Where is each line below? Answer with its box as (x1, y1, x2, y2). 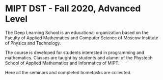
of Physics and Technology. (5, 40, 61, 46)
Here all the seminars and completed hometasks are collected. (5, 69, 132, 75)
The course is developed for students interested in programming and (5, 50, 144, 55)
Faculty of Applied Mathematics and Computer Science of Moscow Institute (5, 35, 159, 41)
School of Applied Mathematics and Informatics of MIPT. (5, 60, 120, 66)
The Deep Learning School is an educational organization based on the (5, 29, 149, 35)
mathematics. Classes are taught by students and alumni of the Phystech (5, 54, 153, 60)
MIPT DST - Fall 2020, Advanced (5, 3, 141, 14)
